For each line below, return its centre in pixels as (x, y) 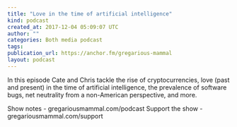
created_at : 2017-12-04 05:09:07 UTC (63, 27)
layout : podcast (31, 60)
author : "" (23, 34)
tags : (15, 47)
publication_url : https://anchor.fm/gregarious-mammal (90, 54)
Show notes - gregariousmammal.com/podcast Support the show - (105, 108)
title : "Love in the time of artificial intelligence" (90, 14)
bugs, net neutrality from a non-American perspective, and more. (102, 95)
